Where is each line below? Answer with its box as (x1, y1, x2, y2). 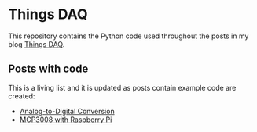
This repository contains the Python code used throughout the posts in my (8, 31, 249, 41)
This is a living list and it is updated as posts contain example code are (8, 83, 237, 92)
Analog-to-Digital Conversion (19, 106, 116, 116)
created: (8, 91, 35, 101)
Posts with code (8, 62, 89, 76)
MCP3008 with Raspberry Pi (19, 115, 112, 124)
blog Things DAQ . (8, 39, 65, 48)
